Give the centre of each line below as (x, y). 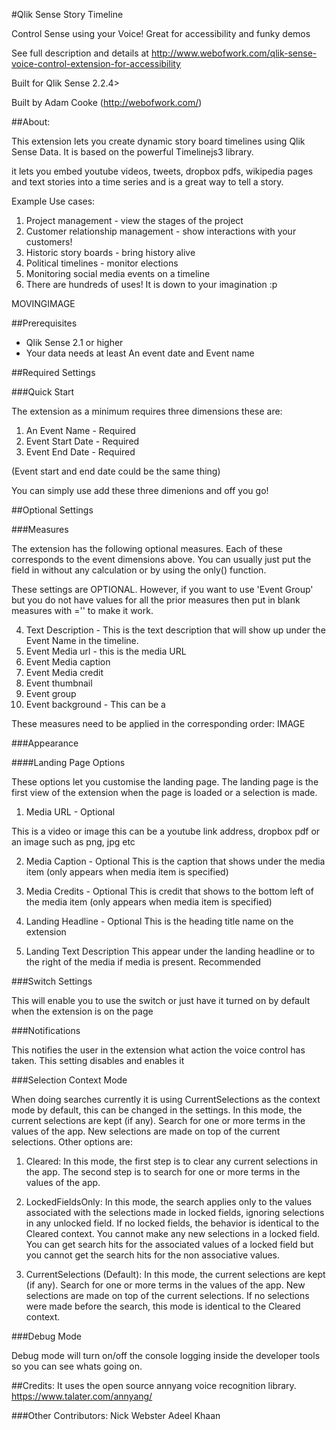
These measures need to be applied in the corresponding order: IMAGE (158, 723)
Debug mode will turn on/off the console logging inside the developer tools (166, 1355)
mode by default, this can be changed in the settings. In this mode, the (157, 1110)
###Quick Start (43, 392)
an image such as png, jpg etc (73, 842)
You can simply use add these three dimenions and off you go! (140, 490)
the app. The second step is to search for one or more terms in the (163, 1172)
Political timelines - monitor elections (102, 263)
